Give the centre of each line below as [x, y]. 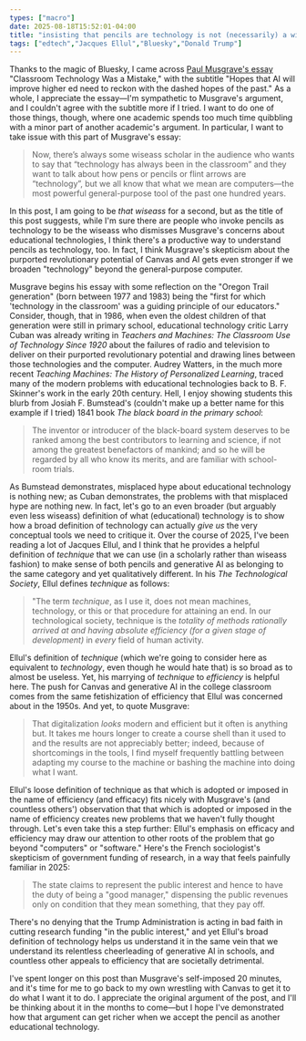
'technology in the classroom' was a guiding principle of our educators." [145, 306]
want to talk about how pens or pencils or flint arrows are [139, 174]
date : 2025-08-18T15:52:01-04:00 [73, 26]
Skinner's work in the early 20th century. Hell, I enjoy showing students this [151, 394]
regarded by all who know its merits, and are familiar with [139, 459]
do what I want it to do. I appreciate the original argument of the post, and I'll [153, 998]
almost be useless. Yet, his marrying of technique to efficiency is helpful [145, 677]
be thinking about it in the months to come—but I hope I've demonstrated [147, 1007]
